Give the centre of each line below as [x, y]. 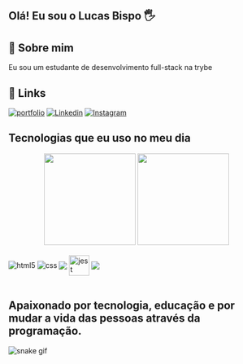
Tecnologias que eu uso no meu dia [100, 138]
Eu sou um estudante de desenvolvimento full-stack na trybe [111, 68]
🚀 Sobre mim [41, 48]
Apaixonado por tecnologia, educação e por [122, 306]
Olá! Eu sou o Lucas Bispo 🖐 [82, 16]
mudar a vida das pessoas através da [104, 318]
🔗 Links [27, 93]
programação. [45, 331]
